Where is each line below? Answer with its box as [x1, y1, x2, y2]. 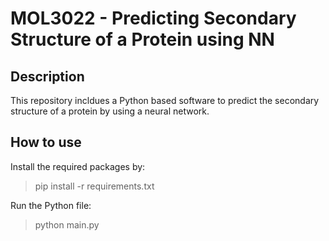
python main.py [34, 218, 100, 231]
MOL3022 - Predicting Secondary [10, 7, 297, 30]
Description [10, 68, 85, 85]
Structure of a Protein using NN [10, 28, 275, 51]
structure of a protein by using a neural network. [10, 105, 210, 117]
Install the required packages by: [10, 160, 146, 172]
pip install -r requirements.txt [34, 180, 155, 192]
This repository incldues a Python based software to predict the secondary [10, 95, 320, 106]
